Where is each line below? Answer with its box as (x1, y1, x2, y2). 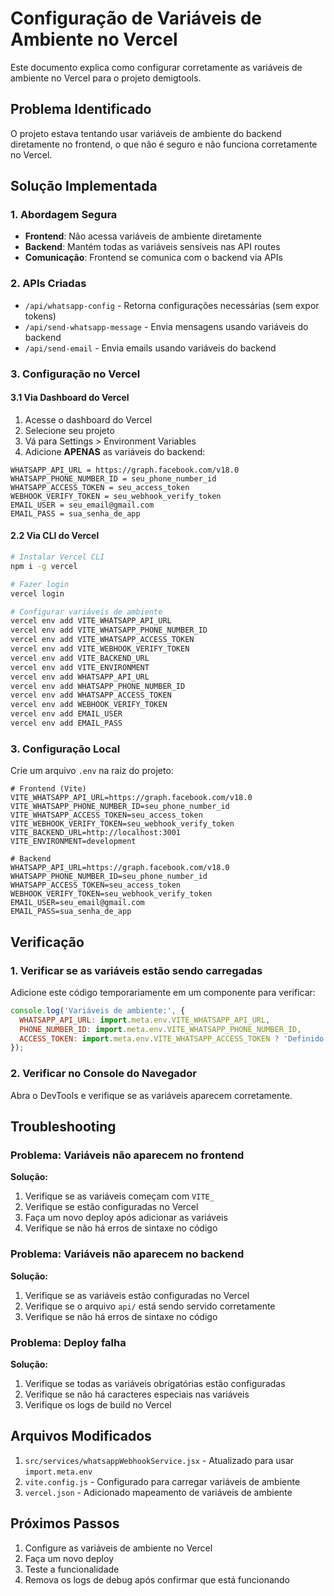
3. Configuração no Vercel (10, 367, 141, 381)
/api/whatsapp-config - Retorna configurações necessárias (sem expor (24, 299, 320, 311)
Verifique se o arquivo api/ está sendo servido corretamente (24, 1300, 276, 1312)
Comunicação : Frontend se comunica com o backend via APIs (24, 252, 283, 264)
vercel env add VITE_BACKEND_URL (10, 653, 150, 663)
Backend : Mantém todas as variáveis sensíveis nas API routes (24, 241, 281, 253)
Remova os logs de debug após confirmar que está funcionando (24, 1573, 290, 1586)
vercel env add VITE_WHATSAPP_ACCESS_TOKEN (10, 635, 195, 645)
